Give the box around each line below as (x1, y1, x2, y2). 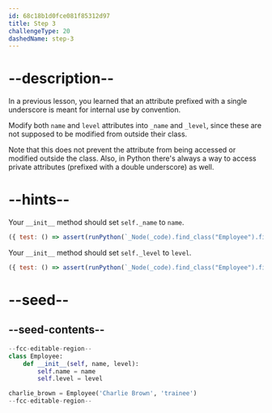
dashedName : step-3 (8, 34, 74, 43)
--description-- (8, 70, 115, 88)
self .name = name (37, 367, 96, 376)
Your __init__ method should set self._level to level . (8, 248, 192, 257)
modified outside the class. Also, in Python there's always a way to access (8, 153, 257, 163)
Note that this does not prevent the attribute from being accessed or (8, 145, 236, 155)
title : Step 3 (8, 19, 57, 28)
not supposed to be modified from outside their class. (8, 129, 188, 139)
